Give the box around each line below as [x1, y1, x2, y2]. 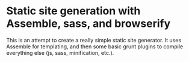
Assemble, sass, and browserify [6, 17, 171, 30]
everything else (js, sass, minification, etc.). [6, 49, 114, 56]
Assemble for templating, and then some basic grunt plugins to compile [6, 43, 184, 50]
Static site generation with [6, 4, 141, 18]
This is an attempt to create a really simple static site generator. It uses [6, 36, 182, 44]
